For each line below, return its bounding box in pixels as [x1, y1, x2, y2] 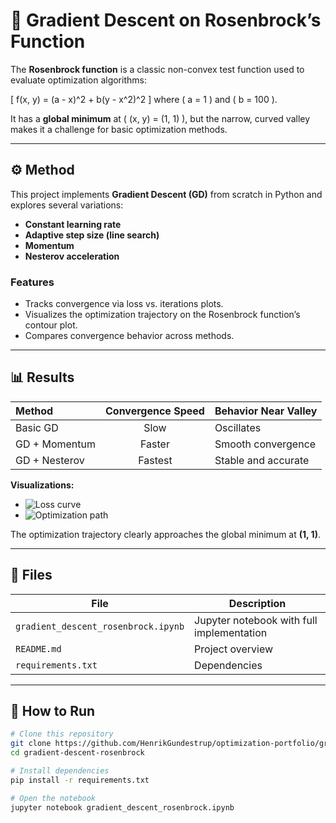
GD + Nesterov [15, 453, 85, 467]
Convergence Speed [105, 404, 205, 418]
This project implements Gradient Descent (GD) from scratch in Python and [10, 188, 323, 200]
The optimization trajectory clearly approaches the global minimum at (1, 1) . [10, 528, 321, 540]
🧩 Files [10, 567, 53, 584]
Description [228, 596, 287, 610]
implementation [194, 625, 268, 639]
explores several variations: [10, 199, 124, 211]
